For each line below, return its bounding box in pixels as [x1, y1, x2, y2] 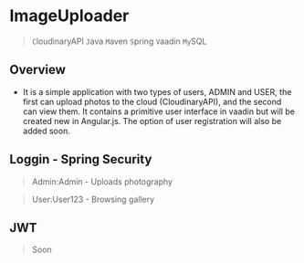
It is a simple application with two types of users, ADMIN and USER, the [22, 86, 292, 97]
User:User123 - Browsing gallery [31, 194, 155, 205]
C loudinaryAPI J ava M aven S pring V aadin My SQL [31, 36, 207, 47]
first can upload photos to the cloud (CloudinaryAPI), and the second [22, 96, 282, 107]
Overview [9, 62, 67, 78]
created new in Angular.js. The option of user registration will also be [22, 115, 282, 126]
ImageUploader [9, 5, 130, 26]
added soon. [22, 125, 70, 136]
